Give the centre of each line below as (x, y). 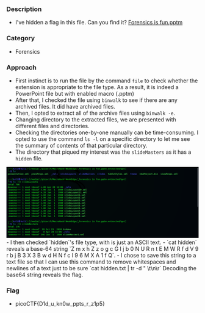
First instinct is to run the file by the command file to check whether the (106, 81)
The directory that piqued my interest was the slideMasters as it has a (103, 152)
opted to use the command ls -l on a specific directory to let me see (103, 139)
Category (21, 38)
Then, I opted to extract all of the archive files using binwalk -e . (95, 113)
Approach (21, 67)
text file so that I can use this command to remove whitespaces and (91, 262)
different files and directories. (52, 126)
